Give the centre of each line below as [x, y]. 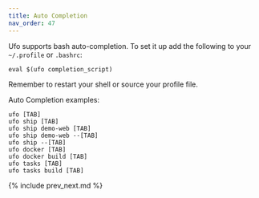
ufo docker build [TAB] [48, 156]
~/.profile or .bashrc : [45, 55]
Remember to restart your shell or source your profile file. [103, 84]
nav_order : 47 [32, 23]
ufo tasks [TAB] [35, 164]
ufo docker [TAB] [37, 149]
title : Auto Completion [48, 16]
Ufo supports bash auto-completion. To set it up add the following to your [129, 46]
